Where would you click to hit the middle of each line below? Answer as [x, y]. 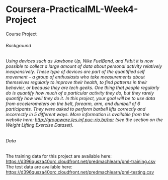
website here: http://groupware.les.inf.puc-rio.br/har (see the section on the [84, 120]
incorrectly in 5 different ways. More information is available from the [78, 115]
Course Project [21, 34]
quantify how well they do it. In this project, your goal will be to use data [80, 99]
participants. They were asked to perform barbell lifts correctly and [75, 109]
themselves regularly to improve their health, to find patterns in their [76, 82]
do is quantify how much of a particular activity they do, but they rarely [80, 93]
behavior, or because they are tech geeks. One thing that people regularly [83, 88]
